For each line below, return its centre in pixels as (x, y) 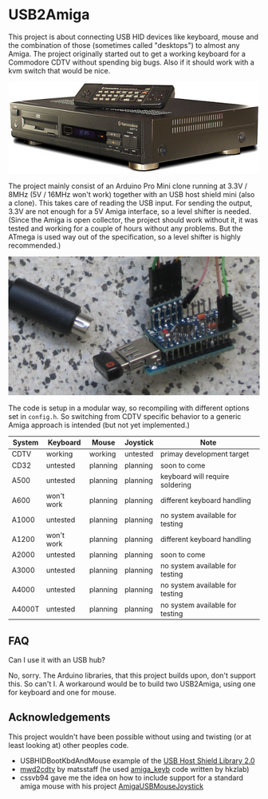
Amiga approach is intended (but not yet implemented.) (99, 425)
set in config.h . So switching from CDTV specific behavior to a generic (125, 416)
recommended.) (35, 245)
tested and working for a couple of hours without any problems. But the (126, 228)
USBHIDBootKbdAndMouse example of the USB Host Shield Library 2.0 (137, 761)
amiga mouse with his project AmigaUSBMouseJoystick (112, 786)
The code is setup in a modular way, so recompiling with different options (129, 408)
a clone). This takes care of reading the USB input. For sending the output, (130, 203)
